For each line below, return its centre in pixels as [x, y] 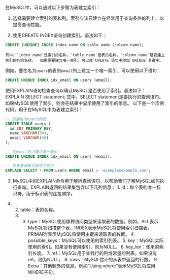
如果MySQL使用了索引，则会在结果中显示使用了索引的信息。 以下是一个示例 [85, 103]
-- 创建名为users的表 [26, 119]
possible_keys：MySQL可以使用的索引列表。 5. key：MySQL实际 [96, 240]
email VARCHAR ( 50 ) [29, 138]
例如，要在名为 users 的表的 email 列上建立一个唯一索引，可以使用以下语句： [83, 71]
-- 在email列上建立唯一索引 [31, 152]
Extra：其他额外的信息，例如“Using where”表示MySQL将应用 [92, 266]
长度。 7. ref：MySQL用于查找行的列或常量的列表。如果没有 [95, 253]
